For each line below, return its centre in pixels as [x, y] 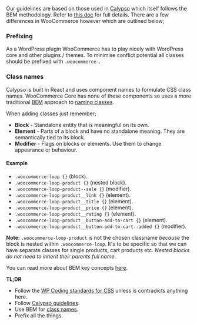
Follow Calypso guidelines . [47, 303]
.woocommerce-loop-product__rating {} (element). [75, 213]
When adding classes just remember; [51, 113]
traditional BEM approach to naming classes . [60, 102]
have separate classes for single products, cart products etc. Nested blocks [98, 250]
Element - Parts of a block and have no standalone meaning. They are [100, 131]
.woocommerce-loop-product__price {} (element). [74, 207]
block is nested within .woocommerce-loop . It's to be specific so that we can [96, 244]
